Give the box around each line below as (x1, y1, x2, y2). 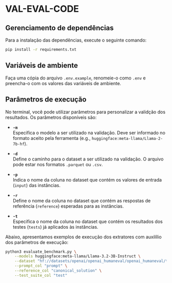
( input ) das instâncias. (12, 182, 61, 188)
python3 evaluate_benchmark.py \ (5, 249, 77, 254)
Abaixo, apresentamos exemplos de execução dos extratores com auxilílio (5, 234, 162, 240)
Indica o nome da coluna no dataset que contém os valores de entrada (12, 176, 162, 183)
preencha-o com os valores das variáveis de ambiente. (5, 80, 121, 86)
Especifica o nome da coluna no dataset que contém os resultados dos (12, 218, 163, 225)
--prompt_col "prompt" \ (14, 264, 68, 269)
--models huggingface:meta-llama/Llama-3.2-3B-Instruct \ (14, 254, 141, 259)
